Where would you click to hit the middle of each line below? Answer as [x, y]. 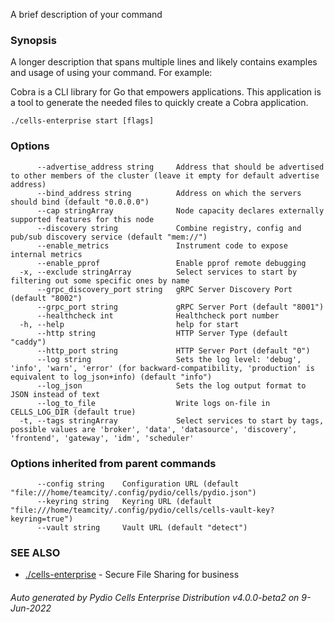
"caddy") [28, 342]
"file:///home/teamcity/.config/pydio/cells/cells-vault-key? [142, 510]
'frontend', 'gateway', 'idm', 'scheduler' [102, 438]
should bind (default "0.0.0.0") [80, 202]
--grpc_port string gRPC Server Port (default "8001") [180, 307]
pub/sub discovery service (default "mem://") [109, 237]
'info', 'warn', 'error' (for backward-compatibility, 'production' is [162, 368]
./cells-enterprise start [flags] [82, 121]
